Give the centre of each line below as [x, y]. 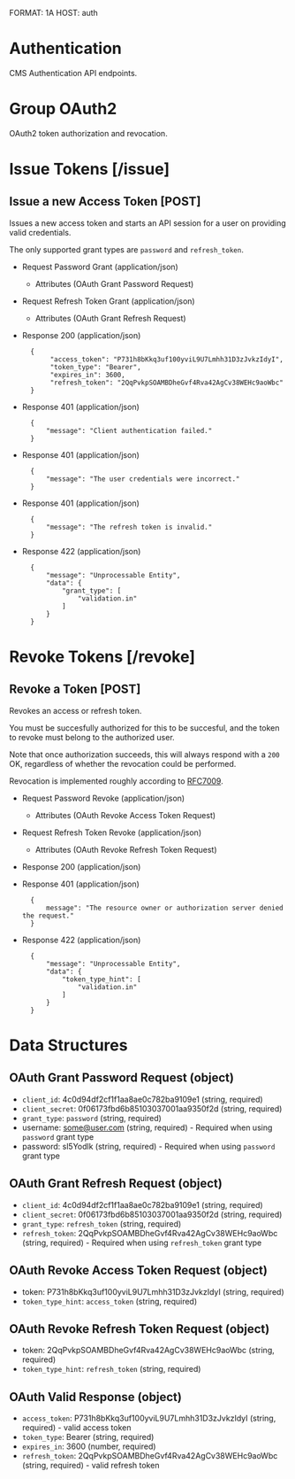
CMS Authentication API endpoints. [73, 73]
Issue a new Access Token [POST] [105, 201]
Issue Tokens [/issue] [90, 170]
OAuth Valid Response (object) [96, 1397]
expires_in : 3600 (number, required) [89, 1446]
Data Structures [68, 1045]
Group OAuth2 [63, 109]
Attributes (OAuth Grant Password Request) [114, 283]
